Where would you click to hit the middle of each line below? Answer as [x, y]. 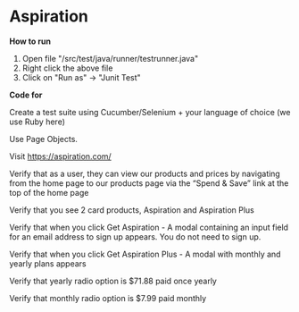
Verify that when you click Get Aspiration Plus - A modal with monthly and [145, 254]
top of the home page [49, 192]
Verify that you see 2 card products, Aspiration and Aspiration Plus [132, 210]
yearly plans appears [48, 263]
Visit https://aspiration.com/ [60, 156]
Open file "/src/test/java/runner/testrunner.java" [110, 58]
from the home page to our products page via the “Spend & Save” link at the [149, 183]
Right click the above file [67, 68]
